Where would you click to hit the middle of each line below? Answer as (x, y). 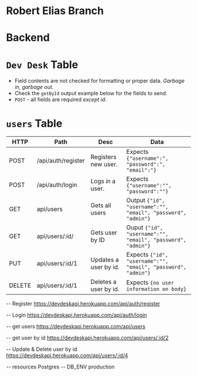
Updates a (105, 260)
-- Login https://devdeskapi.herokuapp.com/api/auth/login (77, 315)
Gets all (101, 206)
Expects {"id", (147, 255)
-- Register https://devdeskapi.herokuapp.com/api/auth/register (83, 304)
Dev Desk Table (42, 64)
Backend (28, 38)
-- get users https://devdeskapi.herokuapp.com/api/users (76, 327)
